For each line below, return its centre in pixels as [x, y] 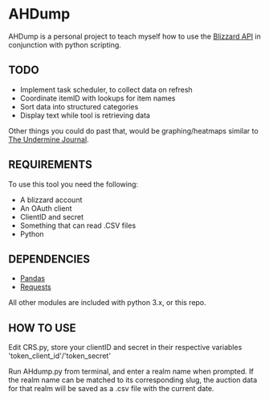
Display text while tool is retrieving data [85, 115]
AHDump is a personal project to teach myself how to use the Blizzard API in [134, 36]
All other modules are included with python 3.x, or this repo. [107, 303]
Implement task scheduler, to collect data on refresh [106, 89]
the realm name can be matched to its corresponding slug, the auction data [133, 380]
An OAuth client [46, 208]
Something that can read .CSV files [78, 225]
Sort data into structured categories [79, 106]
